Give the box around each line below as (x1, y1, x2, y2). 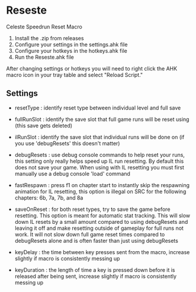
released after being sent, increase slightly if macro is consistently (14, 272, 176, 280)
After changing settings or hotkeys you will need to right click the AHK (6, 65, 178, 72)
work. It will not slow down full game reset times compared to (14, 230, 165, 238)
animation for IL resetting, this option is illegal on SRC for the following (14, 188, 187, 195)
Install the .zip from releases (14, 34, 84, 41)
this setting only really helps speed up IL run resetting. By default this (14, 158, 184, 165)
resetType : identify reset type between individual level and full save (14, 104, 181, 111)
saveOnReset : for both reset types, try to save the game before (14, 206, 171, 213)
